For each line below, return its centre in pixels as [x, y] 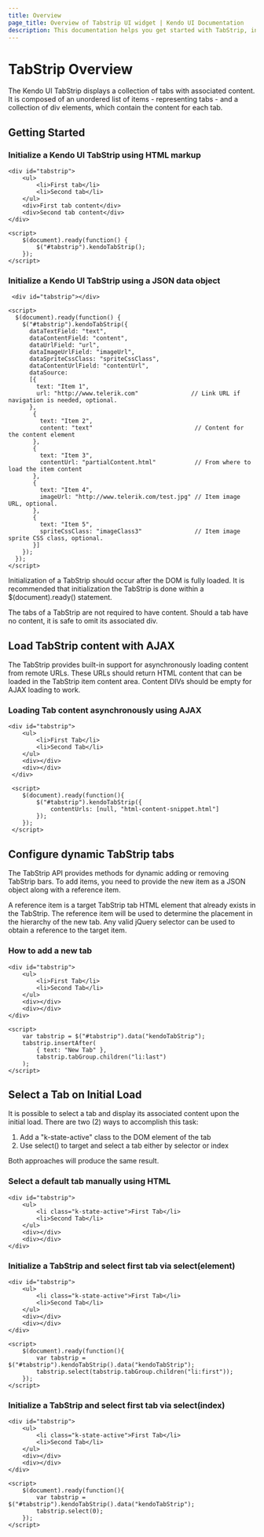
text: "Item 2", [66, 421]
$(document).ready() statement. [60, 597]
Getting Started [47, 132]
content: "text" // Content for [142, 428]
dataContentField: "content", [78, 339]
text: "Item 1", [63, 387]
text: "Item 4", [66, 490]
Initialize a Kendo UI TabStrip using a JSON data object [114, 281]
